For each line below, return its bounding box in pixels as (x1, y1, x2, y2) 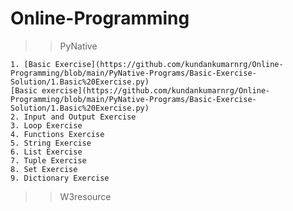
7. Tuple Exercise (10, 155, 87, 166)
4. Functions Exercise (10, 129, 105, 139)
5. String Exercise (10, 138, 92, 148)
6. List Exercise (10, 147, 83, 157)
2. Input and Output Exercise (10, 112, 137, 122)
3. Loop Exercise (10, 120, 83, 131)
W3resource (59, 190, 112, 202)
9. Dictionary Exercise (10, 173, 110, 183)
